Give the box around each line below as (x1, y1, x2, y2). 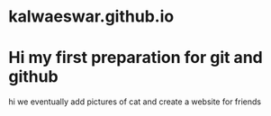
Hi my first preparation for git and (8, 48, 263, 68)
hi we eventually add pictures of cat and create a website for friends (8, 96, 262, 107)
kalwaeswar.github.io (8, 6, 175, 27)
